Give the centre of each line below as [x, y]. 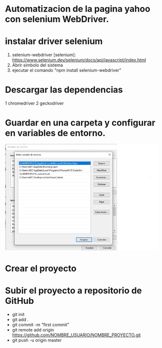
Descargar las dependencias [64, 90]
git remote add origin [33, 330]
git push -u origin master [37, 340]
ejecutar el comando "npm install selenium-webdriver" [67, 70]
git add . [20, 319]
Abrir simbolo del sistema [37, 65]
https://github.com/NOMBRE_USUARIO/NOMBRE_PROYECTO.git [76, 335]
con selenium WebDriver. [57, 19]
